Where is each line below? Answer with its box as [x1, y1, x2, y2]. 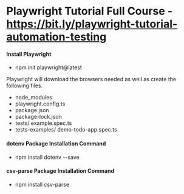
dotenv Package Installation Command [6, 139, 106, 147]
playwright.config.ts [15, 100, 66, 107]
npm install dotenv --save [15, 153, 80, 161]
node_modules [15, 94, 53, 101]
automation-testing [6, 30, 107, 44]
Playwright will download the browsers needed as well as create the [6, 76, 177, 83]
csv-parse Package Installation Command [6, 167, 114, 175]
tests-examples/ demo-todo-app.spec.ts [15, 126, 117, 133]
